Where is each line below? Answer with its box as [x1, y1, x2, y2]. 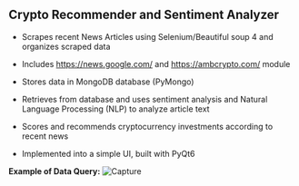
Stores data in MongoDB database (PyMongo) [21, 76, 194, 87]
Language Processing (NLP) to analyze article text [21, 103, 210, 114]
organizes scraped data [21, 41, 111, 52]
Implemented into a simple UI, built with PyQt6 [21, 148, 196, 159]
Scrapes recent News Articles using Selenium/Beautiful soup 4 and [21, 31, 274, 42]
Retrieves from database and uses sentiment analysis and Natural [21, 93, 268, 104]
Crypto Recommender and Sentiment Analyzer [8, 7, 279, 23]
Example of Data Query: [8, 165, 101, 176]
